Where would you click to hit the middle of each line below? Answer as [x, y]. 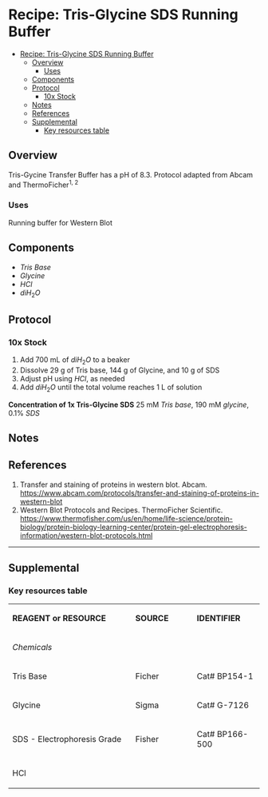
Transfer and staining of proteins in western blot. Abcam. [113, 484]
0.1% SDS [24, 412]
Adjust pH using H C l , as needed [72, 378]
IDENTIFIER [219, 619]
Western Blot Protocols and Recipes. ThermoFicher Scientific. [121, 510]
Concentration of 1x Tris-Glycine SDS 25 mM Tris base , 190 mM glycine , [129, 404]
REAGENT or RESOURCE [59, 619]
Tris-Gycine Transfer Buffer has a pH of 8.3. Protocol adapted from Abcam [131, 174]
